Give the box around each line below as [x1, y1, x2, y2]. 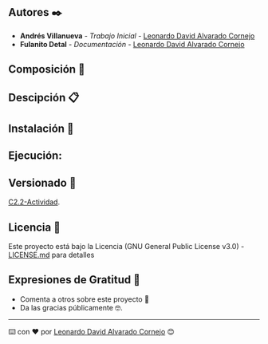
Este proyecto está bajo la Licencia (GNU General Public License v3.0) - [8, 242, 245, 251]
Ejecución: [8, 149, 62, 163]
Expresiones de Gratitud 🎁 [8, 273, 141, 287]
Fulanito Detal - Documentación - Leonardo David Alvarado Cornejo [19, 39, 245, 49]
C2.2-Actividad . [8, 197, 61, 207]
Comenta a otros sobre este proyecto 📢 [19, 294, 150, 304]
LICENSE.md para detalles [8, 250, 95, 259]
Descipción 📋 [8, 90, 80, 105]
